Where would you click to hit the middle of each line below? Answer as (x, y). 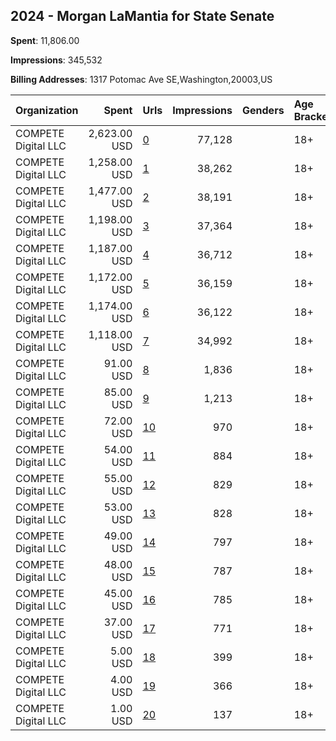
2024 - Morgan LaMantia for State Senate (142, 16)
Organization (47, 110)
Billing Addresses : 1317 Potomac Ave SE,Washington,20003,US (141, 79)
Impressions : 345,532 (56, 60)
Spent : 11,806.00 (45, 40)
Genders (263, 110)
